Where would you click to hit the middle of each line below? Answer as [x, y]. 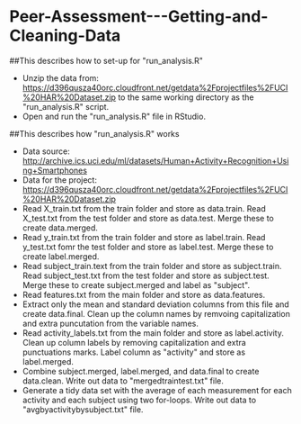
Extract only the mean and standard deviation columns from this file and [155, 304]
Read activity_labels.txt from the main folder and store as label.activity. [153, 333]
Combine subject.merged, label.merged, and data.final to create [141, 371]
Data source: [46, 151]
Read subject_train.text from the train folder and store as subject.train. [152, 266]
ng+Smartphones [55, 170]
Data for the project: [59, 180]
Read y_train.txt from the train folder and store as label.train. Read [144, 237]
